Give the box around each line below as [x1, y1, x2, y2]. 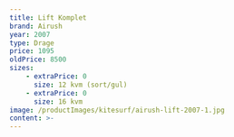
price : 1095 [9, 47, 54, 56]
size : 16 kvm [33, 96, 83, 106]
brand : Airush [9, 22, 63, 31]
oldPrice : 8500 [9, 55, 67, 64]
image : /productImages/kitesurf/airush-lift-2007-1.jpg [9, 105, 225, 114]
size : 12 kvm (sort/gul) [33, 80, 128, 89]
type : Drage [9, 38, 54, 48]
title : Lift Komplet [9, 13, 88, 23]
